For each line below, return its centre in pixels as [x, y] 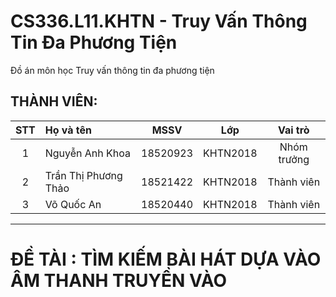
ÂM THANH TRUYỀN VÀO [119, 280]
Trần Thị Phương [83, 175]
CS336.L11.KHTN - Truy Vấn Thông [159, 21]
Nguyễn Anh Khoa [87, 153]
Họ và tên [68, 130]
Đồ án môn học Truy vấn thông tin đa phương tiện [112, 70]
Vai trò [293, 130]
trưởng [294, 159]
